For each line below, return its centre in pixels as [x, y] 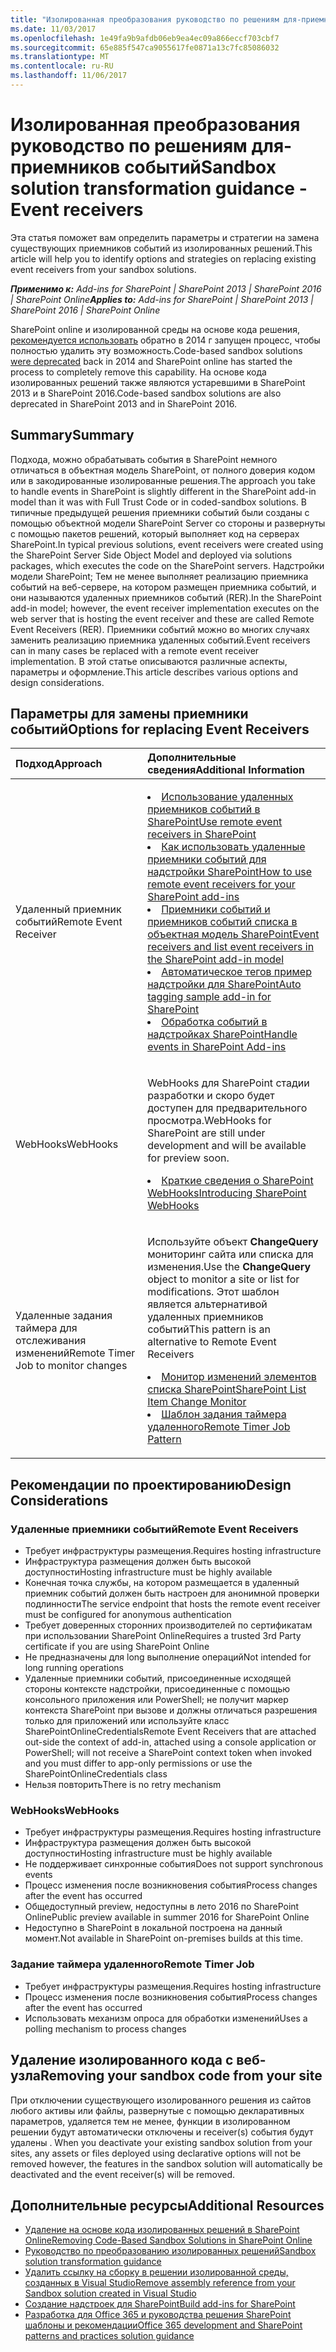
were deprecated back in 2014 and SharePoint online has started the [151, 361]
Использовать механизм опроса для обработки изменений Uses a [166, 2018]
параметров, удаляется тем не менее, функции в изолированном [150, 2121]
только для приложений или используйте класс [127, 1721]
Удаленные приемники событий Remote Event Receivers [154, 1529]
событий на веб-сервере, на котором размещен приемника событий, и [163, 587]
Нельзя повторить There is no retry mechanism [123, 1785]
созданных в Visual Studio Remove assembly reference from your [160, 2283]
